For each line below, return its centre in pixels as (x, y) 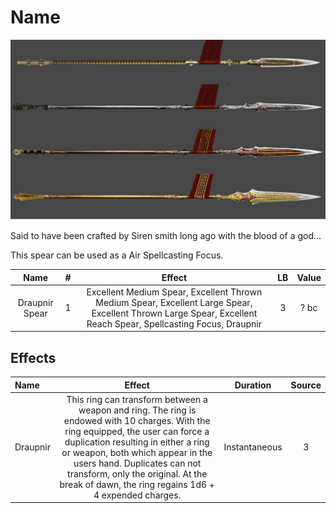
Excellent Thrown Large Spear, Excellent (174, 313)
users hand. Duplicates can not (137, 463)
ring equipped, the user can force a (137, 431)
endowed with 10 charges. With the (137, 420)
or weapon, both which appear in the (137, 452)
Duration (253, 385)
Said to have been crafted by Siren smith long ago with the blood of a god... (166, 236)
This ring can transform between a (137, 399)
